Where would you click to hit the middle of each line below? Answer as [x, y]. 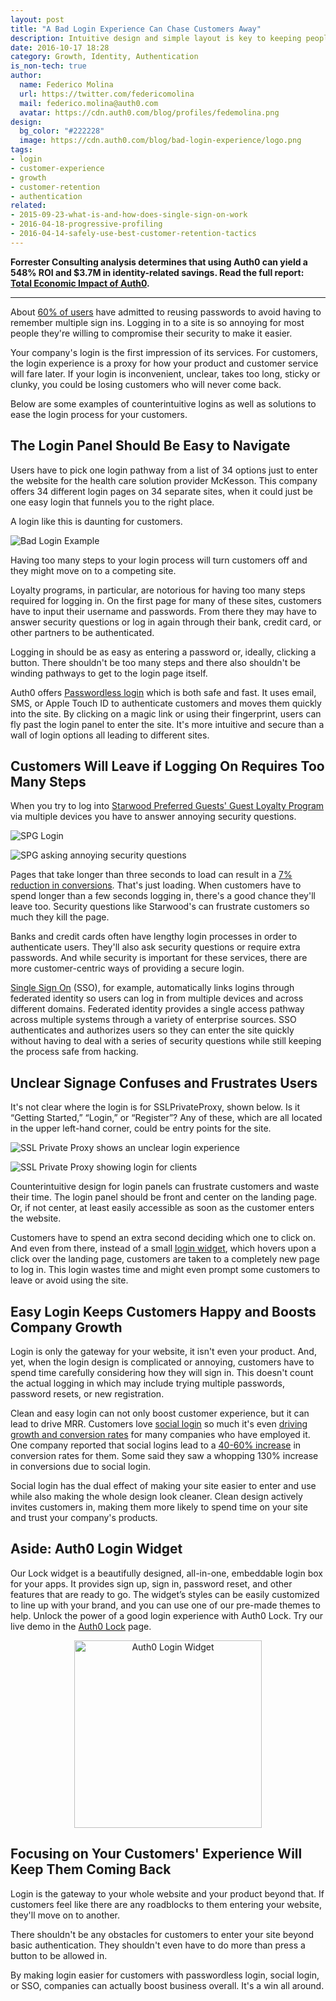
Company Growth [66, 1327]
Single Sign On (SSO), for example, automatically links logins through [152, 988]
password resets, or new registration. [87, 1394]
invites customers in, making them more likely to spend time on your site [159, 1507]
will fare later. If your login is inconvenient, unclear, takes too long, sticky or [165, 373]
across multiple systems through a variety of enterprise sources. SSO [153, 1020]
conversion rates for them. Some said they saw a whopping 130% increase [164, 1455]
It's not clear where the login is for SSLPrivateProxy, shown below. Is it [155, 1107]
